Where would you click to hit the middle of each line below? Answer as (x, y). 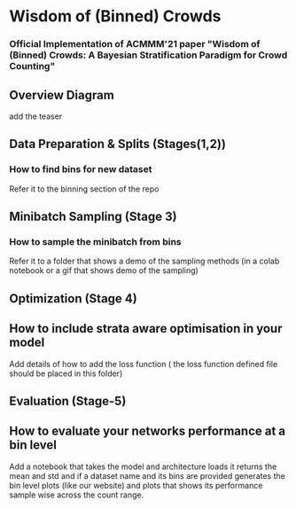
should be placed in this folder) (66, 373)
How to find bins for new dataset (81, 169)
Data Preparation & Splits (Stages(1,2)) (117, 144)
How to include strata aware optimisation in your (146, 329)
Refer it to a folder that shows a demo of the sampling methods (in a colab (144, 261)
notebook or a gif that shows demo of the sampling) (104, 270)
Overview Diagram (62, 95)
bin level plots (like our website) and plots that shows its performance (136, 485)
